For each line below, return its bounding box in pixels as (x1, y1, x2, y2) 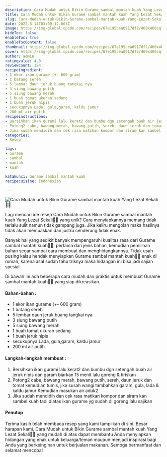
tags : (5, 146, 16, 151)
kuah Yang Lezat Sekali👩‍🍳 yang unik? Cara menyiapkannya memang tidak (5, 217, 157, 223)
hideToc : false (5, 30, 37, 35)
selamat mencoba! (5, 447, 43, 453)
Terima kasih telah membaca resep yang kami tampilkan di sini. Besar (5, 421, 148, 427)
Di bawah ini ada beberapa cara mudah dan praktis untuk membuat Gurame (5, 273, 161, 280)
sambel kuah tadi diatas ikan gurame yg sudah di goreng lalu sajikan (12, 398, 153, 404)
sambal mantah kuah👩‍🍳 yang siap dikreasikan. (5, 279, 101, 285)
